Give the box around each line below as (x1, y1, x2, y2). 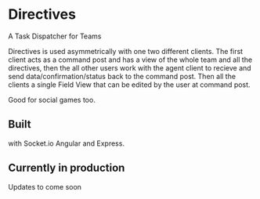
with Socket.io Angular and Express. (8, 139, 125, 148)
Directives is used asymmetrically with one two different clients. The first (8, 46, 244, 56)
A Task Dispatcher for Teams (8, 31, 102, 41)
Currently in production (8, 161, 125, 175)
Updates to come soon (8, 182, 82, 191)
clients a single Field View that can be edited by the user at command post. (8, 80, 251, 89)
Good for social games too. (8, 95, 96, 104)
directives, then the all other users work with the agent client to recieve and (8, 63, 252, 72)
